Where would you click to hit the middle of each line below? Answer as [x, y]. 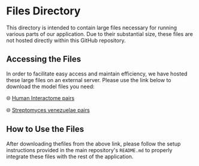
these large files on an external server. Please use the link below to [89, 80]
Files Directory [43, 11]
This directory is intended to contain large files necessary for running [92, 28]
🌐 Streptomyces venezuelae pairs [48, 110]
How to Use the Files [45, 129]
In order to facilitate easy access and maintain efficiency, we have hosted [97, 74]
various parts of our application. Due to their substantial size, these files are [99, 34]
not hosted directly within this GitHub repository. [66, 40]
